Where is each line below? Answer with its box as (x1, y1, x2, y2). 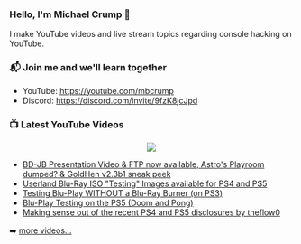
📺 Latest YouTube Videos (9, 117, 124, 130)
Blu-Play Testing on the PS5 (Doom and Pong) (22, 197, 194, 208)
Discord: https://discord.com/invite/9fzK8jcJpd (22, 95, 198, 106)
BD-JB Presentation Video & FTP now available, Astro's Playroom (22, 158, 265, 170)
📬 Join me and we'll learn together (9, 61, 167, 74)
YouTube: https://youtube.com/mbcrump (22, 85, 174, 96)
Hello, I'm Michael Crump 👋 (9, 8, 131, 21)
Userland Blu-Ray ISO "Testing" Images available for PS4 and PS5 (22, 178, 268, 189)
